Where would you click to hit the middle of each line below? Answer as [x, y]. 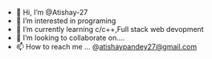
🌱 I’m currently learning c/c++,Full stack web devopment [110, 29]
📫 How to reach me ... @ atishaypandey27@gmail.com [106, 47]
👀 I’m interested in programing [66, 21]
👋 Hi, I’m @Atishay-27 [52, 12]
